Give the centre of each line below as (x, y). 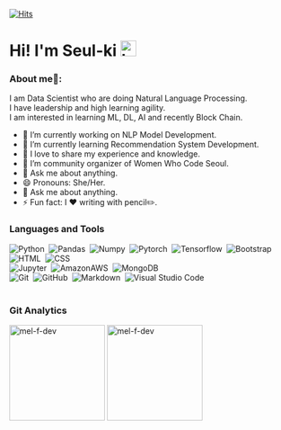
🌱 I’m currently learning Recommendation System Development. (140, 145)
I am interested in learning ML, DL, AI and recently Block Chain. (126, 118)
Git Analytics (38, 310)
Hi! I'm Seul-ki (63, 51)
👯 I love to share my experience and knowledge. (111, 154)
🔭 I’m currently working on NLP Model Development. (119, 135)
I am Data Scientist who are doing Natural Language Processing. (128, 98)
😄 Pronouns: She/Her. (64, 183)
